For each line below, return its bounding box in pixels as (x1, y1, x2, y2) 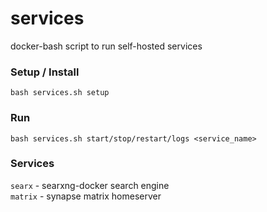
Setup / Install (10, 65, 80, 79)
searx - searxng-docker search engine (10, 179, 170, 191)
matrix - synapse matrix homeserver (10, 190, 162, 202)
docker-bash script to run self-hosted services (10, 40, 203, 52)
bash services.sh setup (10, 88, 110, 98)
